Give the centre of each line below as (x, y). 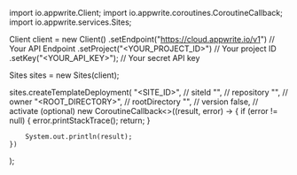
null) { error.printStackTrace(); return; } (80, 120)
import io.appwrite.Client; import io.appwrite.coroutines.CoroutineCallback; (146, 13)
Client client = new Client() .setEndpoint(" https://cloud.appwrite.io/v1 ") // (142, 39)
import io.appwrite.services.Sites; (70, 22)
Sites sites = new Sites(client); (64, 75)
